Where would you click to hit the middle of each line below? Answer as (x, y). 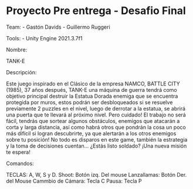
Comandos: (20, 163)
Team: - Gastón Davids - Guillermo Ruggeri (58, 27)
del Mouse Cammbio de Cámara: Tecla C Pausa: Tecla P (74, 181)
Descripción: (21, 72)
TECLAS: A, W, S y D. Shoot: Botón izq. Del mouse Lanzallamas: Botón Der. (97, 174)
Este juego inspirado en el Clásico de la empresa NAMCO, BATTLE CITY (93, 84)
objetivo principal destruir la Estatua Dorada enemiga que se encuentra (92, 96)
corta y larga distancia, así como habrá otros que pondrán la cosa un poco (96, 127)
